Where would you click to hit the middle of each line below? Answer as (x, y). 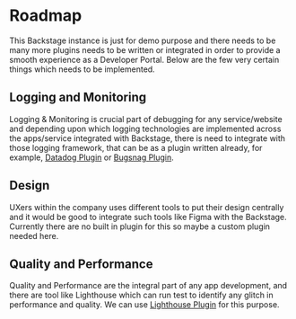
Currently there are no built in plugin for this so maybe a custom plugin (140, 226)
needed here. (34, 235)
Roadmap (46, 16)
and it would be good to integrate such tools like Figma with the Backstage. (148, 217)
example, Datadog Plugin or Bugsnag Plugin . (92, 157)
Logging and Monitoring (78, 97)
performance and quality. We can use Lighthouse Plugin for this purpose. (144, 305)
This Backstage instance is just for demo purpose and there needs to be (143, 40)
